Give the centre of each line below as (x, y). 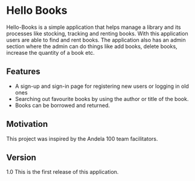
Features (23, 72)
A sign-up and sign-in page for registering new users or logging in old (102, 86)
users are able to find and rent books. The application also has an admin (96, 40)
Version (21, 157)
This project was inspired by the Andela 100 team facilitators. (82, 138)
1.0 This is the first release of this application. (62, 172)
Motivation (27, 124)
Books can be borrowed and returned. (62, 105)
